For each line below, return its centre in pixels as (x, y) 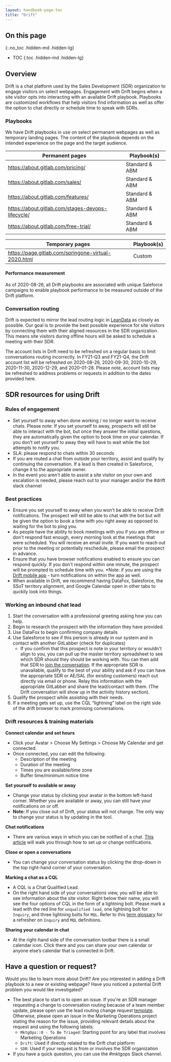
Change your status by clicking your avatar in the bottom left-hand (82, 795)
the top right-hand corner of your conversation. (62, 867)
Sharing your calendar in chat (37, 930)
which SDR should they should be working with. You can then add (89, 659)
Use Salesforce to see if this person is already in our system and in (83, 638)
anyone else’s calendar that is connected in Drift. (64, 950)
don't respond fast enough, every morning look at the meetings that (84, 537)
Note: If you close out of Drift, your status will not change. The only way (88, 811)
